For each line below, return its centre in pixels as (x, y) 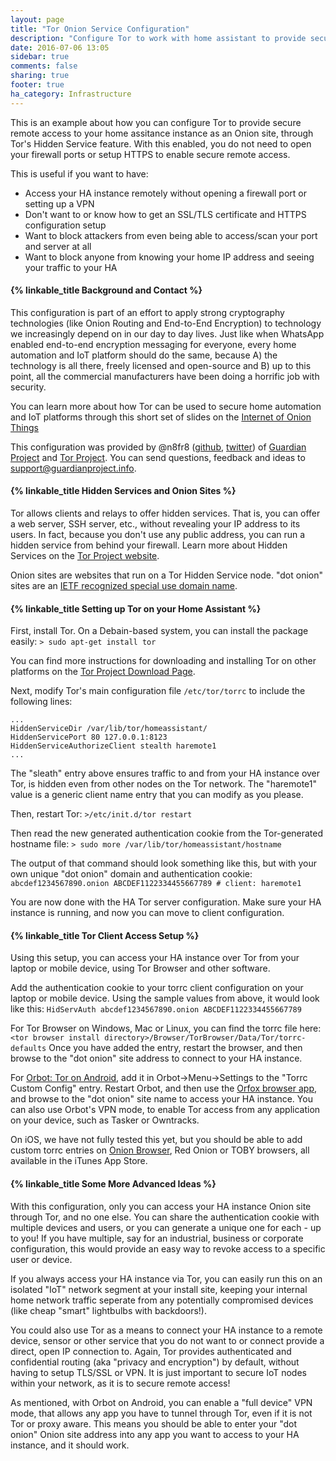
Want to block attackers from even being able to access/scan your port (171, 235)
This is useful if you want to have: (79, 173)
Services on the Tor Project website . (85, 556)
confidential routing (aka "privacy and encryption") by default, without (155, 1362)
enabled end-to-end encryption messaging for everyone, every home (153, 344)
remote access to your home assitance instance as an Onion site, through (162, 133)
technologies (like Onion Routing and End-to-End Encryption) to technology (166, 323)
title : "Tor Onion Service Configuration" (100, 29)
